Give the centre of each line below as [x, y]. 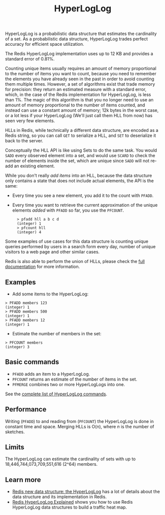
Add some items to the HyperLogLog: [50, 294]
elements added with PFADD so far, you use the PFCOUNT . [68, 210]
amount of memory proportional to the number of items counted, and [75, 105]
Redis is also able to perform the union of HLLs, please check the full [75, 261]
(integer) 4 [29, 232]
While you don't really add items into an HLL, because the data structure [79, 176]
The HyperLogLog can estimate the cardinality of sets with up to [70, 459]
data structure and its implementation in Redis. [59, 497]
